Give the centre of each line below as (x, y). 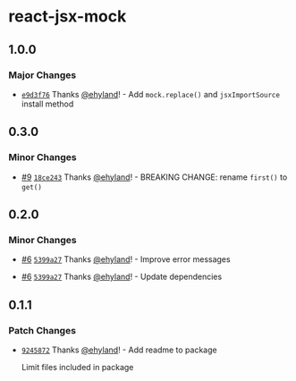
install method (47, 104)
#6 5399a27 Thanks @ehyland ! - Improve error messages (126, 259)
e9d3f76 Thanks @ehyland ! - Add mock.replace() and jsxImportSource (151, 94)
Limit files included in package (77, 367)
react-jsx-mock (68, 17)
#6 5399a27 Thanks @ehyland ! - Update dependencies (122, 277)
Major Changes (42, 75)
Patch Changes (42, 330)
